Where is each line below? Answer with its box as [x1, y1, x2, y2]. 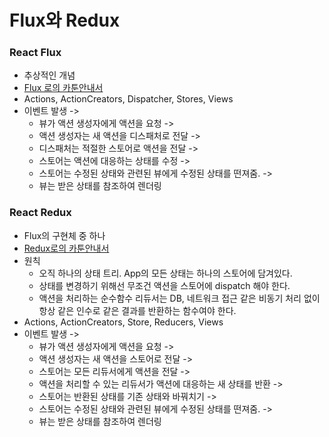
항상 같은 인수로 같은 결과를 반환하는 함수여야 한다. [38, 304, 237, 316]
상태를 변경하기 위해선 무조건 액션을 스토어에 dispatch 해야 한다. [38, 279, 291, 291]
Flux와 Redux [9, 9, 121, 32]
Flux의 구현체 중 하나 [23, 229, 106, 241]
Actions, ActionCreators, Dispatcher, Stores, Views [23, 93, 234, 105]
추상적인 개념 [23, 69, 76, 81]
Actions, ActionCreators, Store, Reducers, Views [23, 316, 224, 328]
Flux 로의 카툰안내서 [23, 82, 104, 94]
